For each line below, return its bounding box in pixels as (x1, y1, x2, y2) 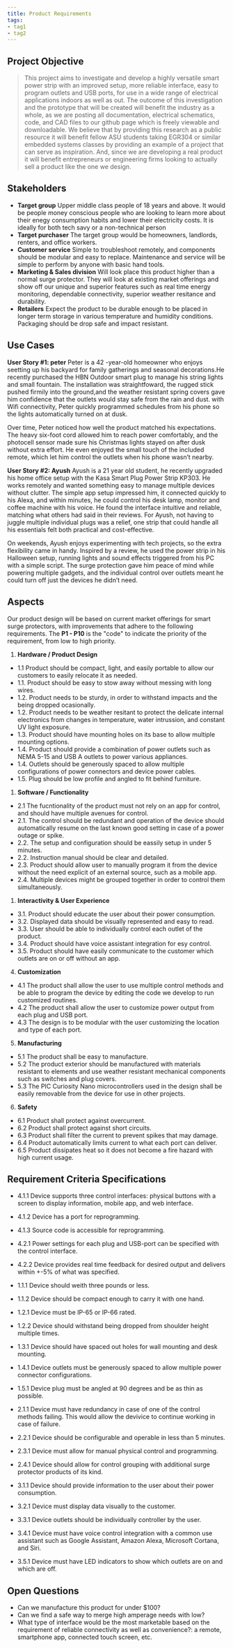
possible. (17, 1392, 44, 1400)
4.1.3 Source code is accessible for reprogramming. (17, 1226, 166, 1235)
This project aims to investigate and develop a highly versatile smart (24, 74, 220, 82)
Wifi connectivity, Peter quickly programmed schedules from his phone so (7, 402, 220, 410)
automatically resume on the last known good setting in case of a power (17, 824, 224, 832)
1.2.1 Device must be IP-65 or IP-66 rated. (17, 1309, 137, 1317)
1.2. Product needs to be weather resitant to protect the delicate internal (17, 707, 224, 717)
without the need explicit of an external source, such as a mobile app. (17, 867, 217, 877)
